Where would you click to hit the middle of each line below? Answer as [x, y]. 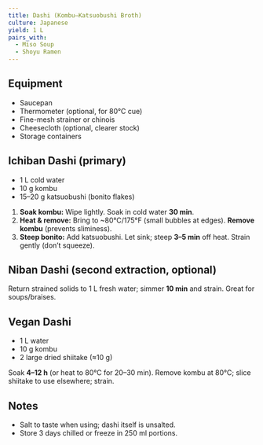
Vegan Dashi [40, 322]
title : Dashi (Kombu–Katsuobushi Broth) [75, 15]
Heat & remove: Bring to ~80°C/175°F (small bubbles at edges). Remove [137, 220]
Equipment [35, 84]
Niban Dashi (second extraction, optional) [113, 270]
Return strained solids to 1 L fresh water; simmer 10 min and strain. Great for [131, 289]
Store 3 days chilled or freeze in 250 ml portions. [99, 433]
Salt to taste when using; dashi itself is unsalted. [97, 425]
